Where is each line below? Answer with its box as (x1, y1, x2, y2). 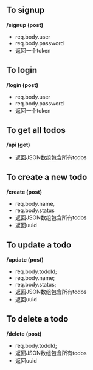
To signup (6, 5, 45, 15)
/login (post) (6, 81, 38, 88)
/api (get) (6, 141, 30, 149)
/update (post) (6, 256, 44, 263)
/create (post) (6, 188, 43, 195)
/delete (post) (6, 330, 42, 338)
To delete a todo (6, 314, 69, 324)
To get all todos (6, 125, 66, 135)
